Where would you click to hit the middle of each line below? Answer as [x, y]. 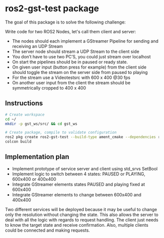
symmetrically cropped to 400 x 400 [49, 88]
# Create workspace [25, 115]
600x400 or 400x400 [34, 179]
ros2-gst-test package [52, 9]
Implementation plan [37, 157]
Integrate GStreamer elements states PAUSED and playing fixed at [79, 184]
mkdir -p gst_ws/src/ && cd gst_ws [41, 124]
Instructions [24, 103]
